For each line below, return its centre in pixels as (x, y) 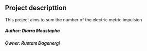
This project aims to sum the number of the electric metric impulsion (73, 19)
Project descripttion (36, 8)
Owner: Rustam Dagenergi (33, 43)
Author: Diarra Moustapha (32, 31)
